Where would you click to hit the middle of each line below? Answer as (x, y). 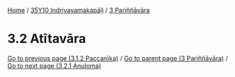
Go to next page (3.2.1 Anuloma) (54, 66)
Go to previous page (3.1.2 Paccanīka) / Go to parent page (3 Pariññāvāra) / (118, 58)
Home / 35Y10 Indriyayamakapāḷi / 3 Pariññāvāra (79, 10)
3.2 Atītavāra (47, 39)
